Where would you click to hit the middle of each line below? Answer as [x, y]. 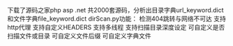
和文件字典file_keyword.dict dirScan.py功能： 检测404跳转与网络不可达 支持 [117, 19]
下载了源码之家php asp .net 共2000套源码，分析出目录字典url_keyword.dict [116, 10]
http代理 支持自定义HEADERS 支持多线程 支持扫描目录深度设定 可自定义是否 [116, 27]
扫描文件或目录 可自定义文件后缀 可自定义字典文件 [79, 36]
